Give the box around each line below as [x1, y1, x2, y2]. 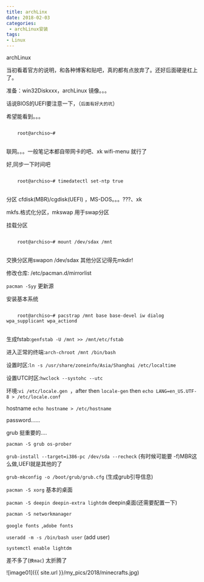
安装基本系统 [6, 296, 38, 302]
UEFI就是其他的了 [18, 460, 63, 467]
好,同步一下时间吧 [6, 161, 51, 168]
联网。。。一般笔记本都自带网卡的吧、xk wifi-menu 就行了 [6, 148, 148, 155]
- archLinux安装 [8, 26, 49, 32]
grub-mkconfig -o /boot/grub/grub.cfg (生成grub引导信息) [6, 473, 154, 480]
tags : [6, 32, 20, 38]
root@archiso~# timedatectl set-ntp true [17, 178, 123, 184]
